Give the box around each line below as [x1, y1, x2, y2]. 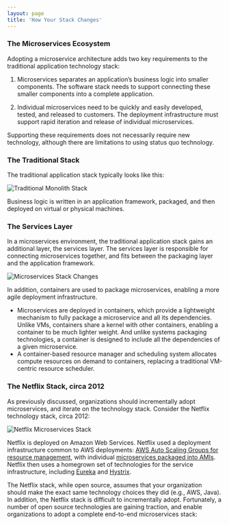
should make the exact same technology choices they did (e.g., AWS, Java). [7, 488, 221, 496]
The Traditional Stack [7, 155, 80, 164]
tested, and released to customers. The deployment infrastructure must [16, 110, 219, 119]
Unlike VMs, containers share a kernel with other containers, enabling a [16, 321, 219, 329]
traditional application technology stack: [7, 62, 120, 70]
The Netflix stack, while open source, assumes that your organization [7, 480, 202, 489]
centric [16, 365, 38, 373]
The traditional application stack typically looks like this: [7, 171, 165, 179]
